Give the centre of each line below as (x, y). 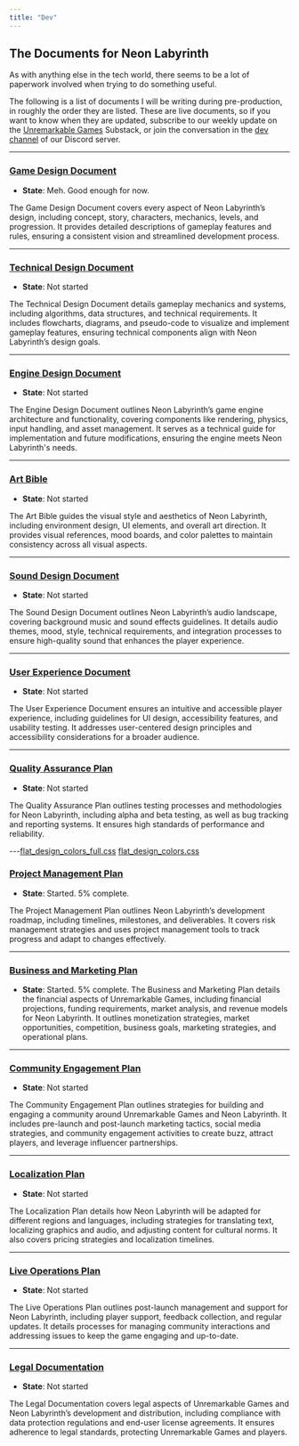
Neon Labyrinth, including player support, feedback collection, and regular (146, 1317)
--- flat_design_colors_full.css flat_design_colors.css (105, 850)
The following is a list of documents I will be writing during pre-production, (146, 102)
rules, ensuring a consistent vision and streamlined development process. (145, 236)
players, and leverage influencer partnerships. (94, 1143)
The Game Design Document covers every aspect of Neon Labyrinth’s (137, 207)
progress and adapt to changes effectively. (88, 938)
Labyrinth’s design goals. (55, 342)
